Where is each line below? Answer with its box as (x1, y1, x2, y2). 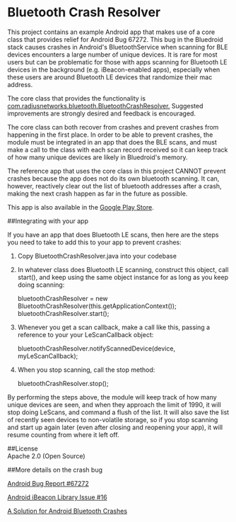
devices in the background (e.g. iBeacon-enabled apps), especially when (7, 65, 220, 74)
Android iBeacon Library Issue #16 (7, 493, 107, 501)
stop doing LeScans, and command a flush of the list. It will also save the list (7, 408, 230, 416)
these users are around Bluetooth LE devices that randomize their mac (7, 72, 213, 81)
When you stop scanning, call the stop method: (17, 365, 155, 374)
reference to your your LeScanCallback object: (17, 330, 154, 339)
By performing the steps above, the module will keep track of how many (7, 392, 217, 401)
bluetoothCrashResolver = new (17, 294, 108, 302)
